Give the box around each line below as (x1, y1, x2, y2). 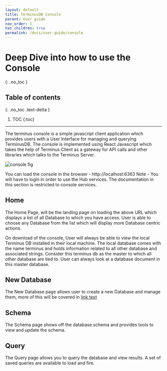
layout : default (5, 7, 39, 12)
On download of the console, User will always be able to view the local (5, 235, 150, 241)
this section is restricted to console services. (5, 181, 97, 187)
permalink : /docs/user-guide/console (5, 30, 83, 35)
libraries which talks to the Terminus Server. (5, 151, 95, 157)
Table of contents (5, 93, 61, 102)
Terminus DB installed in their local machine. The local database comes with (5, 240, 162, 246)
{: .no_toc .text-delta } (5, 107, 50, 113)
